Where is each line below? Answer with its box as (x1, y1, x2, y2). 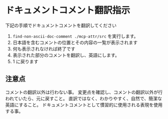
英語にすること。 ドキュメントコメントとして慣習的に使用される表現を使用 (5, 102, 163, 108)
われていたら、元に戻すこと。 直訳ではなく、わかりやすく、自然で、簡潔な (5, 95, 162, 101)
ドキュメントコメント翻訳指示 (5, 5, 131, 16)
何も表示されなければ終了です (12, 46, 75, 52)
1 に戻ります (12, 58, 39, 64)
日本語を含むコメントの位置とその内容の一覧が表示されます (12, 39, 138, 46)
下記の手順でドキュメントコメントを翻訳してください (5, 22, 117, 28)
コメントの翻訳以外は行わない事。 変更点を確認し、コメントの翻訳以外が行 (5, 89, 163, 95)
